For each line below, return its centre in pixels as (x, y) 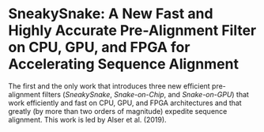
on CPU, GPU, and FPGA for (99, 47)
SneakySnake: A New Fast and (111, 14)
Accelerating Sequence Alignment (124, 64)
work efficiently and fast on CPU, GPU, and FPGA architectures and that (125, 103)
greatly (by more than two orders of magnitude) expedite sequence (118, 111)
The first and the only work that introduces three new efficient (109, 86)
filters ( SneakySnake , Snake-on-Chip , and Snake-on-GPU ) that (145, 94)
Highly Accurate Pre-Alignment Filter (132, 30)
